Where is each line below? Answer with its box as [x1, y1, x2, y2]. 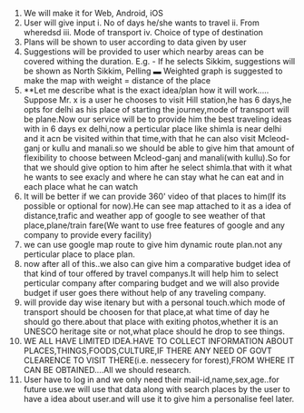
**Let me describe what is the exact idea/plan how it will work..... [23, 85, 270, 95]
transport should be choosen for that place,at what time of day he [23, 307, 270, 317]
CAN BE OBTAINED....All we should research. [23, 365, 191, 375]
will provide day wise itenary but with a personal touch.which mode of [23, 297, 286, 308]
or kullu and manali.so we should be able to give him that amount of [41, 143, 295, 153]
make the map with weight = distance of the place [23, 75, 211, 85]
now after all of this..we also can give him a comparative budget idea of [23, 259, 291, 269]
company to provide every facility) [23, 230, 152, 240]
